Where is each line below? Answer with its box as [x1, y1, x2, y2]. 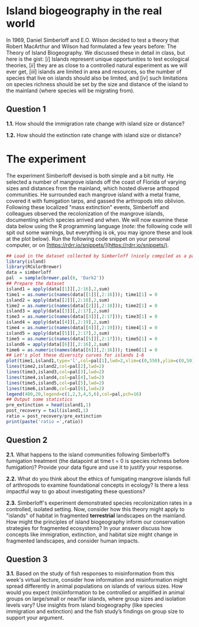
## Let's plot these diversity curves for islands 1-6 [6, 352, 145, 358]
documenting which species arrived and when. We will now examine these [6, 216, 188, 223]
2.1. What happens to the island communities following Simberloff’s [6, 450, 170, 458]
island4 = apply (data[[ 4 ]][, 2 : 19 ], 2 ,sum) [6, 319, 110, 325]
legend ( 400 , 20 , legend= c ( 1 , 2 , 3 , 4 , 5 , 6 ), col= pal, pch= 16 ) [6, 391, 142, 397]
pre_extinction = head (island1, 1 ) [6, 402, 92, 408]
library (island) [6, 259, 46, 264]
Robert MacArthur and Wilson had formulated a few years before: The [6, 43, 176, 50]
